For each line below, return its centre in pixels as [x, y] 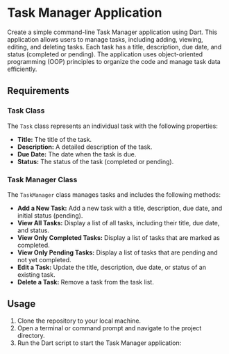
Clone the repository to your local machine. [79, 321]
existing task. [36, 274]
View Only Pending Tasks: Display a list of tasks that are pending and [117, 252]
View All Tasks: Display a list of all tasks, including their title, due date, [118, 223]
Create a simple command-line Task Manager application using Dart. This [112, 32]
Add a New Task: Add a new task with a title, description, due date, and [120, 208]
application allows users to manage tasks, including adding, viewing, [105, 39]
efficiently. [22, 69]
